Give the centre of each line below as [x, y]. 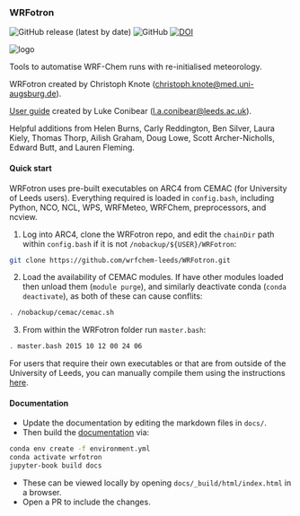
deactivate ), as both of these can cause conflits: [112, 296]
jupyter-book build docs [56, 466]
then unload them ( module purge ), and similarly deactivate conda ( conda [154, 287]
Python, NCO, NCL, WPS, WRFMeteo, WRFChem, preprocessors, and [138, 207]
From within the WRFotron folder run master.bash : [114, 330]
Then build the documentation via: [86, 433]
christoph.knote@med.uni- [204, 84]
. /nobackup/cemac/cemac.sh [62, 313]
